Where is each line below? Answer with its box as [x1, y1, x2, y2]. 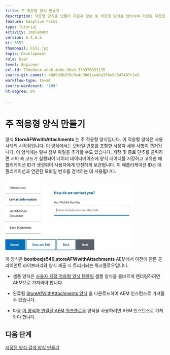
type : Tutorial [5, 24, 38, 30]
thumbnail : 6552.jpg [5, 46, 49, 51]
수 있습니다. [12, 296, 37, 303]
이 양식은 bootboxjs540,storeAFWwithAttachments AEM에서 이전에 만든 [5, 256, 157, 262]
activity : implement [5, 30, 49, 35]
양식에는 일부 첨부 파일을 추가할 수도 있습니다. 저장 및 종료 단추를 [21, 149, 150, 155]
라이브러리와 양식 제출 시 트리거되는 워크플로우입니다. [22, 262, 129, 268]
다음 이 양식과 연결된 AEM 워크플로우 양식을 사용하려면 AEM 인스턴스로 [12, 307, 154, 313]
